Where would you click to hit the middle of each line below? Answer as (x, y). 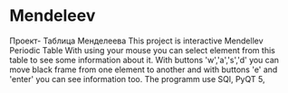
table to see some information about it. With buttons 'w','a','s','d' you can (144, 60)
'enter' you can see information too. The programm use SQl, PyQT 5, (137, 79)
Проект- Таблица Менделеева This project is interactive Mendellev (137, 41)
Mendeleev (53, 16)
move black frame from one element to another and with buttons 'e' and (144, 70)
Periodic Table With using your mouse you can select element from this (143, 50)
